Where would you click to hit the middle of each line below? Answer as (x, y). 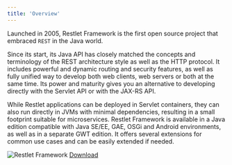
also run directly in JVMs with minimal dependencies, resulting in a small (111, 112)
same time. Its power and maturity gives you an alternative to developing (111, 83)
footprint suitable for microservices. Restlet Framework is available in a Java (116, 119)
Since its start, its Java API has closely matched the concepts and (101, 54)
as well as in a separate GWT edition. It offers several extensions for (105, 134)
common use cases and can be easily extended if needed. (91, 141)
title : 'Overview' (34, 14)
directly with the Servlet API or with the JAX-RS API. (82, 91)
